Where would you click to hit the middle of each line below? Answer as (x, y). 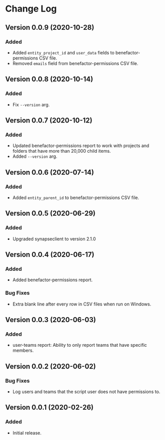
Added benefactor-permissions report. (53, 280)
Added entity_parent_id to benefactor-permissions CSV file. (76, 198)
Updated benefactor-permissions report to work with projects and (81, 146)
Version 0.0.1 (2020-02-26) (50, 407)
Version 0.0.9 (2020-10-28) (50, 27)
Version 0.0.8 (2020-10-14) (49, 79)
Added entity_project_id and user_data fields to (63, 52)
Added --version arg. (35, 156)
